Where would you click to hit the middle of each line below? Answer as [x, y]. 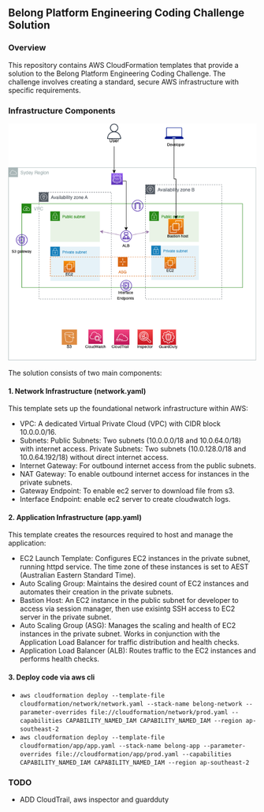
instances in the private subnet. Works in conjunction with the [120, 634]
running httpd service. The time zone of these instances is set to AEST [134, 567]
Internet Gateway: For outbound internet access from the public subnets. [138, 466]
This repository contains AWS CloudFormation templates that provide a [123, 65]
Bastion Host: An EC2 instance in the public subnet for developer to [129, 601]
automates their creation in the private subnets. [96, 592]
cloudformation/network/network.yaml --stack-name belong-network [131, 704]
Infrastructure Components [62, 110]
